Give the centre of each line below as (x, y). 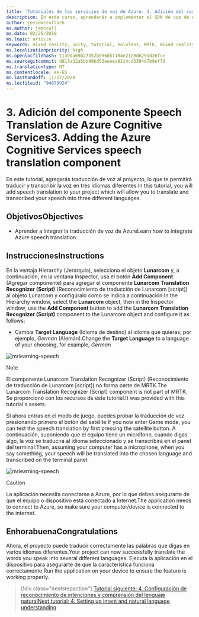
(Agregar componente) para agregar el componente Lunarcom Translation (98, 282)
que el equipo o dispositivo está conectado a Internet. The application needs (99, 500)
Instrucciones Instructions (55, 256)
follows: (16, 320)
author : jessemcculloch (36, 23)
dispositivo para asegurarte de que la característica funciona (81, 565)
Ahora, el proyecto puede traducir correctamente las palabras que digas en (98, 546)
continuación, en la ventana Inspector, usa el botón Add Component (90, 277)
